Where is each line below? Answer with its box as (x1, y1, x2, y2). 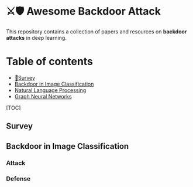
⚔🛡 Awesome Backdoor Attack (6, 5, 161, 18)
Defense (6, 174, 31, 182)
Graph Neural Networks (14, 93, 72, 100)
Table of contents (6, 55, 94, 68)
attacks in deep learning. (6, 34, 67, 41)
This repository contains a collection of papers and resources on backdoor (6, 28, 187, 35)
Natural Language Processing (14, 86, 87, 94)
